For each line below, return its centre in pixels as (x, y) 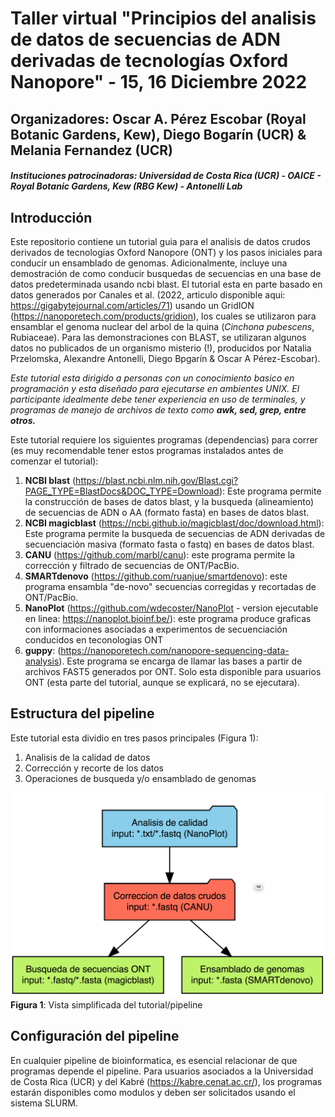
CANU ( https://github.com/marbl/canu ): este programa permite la (159, 554)
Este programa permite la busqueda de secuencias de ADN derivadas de (175, 533)
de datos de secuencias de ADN (145, 39)
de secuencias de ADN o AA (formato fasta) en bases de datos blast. (167, 512)
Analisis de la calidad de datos (87, 757)
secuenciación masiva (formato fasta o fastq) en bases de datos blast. (169, 544)
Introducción (51, 217)
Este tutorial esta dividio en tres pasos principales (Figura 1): (134, 738)
